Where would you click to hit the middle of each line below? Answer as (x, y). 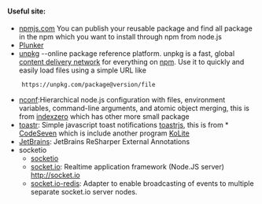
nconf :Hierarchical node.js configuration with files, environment (122, 100)
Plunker (31, 45)
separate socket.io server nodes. (84, 192)
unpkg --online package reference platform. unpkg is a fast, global (127, 54)
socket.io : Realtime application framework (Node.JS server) (127, 167)
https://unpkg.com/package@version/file (89, 85)
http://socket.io (55, 175)
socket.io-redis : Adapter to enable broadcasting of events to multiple (142, 184)
